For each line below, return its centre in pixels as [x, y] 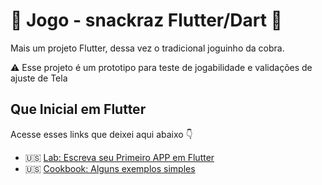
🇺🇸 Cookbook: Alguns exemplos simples [110, 168]
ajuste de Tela [39, 78]
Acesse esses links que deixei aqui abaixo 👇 [101, 134]
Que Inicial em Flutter [78, 109]
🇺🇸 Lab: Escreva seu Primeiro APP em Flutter [119, 157]
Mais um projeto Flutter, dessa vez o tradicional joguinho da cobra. [147, 48]
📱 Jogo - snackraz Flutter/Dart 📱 [146, 20]
